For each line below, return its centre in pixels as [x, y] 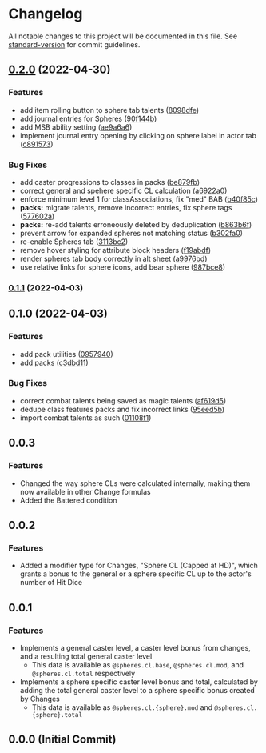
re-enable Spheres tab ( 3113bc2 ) [74, 242]
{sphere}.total [57, 715]
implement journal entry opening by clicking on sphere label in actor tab [138, 135]
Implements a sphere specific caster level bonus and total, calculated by [139, 682]
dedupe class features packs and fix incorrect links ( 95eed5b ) [122, 409]
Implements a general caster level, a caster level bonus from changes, [135, 647]
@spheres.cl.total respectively [83, 673]
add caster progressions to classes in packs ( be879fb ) [110, 182]
